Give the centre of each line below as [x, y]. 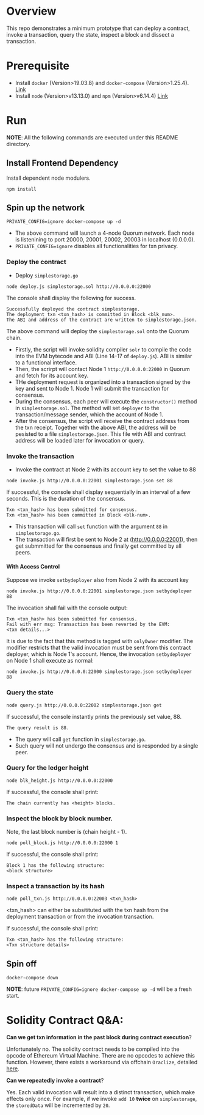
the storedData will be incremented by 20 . [58, 1105]
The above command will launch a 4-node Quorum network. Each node [105, 233]
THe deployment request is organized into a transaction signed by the [103, 382]
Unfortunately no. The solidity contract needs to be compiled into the [93, 1049]
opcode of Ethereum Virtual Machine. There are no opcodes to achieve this [100, 1056]
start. [13, 996]
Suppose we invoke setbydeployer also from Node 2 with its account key [97, 580]
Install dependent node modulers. [49, 178]
